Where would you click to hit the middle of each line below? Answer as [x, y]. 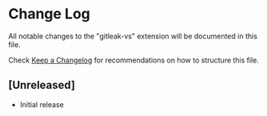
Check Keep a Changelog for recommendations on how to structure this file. [134, 60]
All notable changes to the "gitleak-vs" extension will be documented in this [133, 36]
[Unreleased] [42, 85]
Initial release [42, 104]
